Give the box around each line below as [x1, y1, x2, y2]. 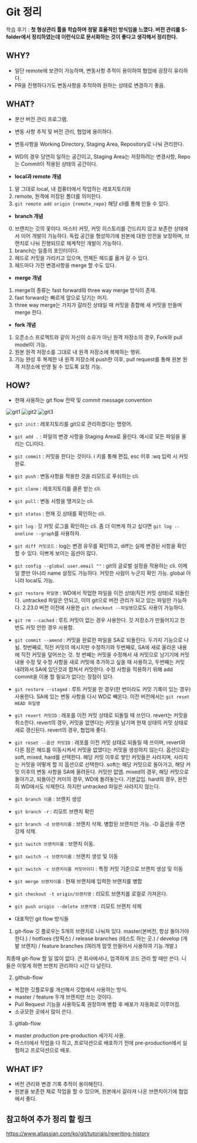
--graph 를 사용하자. [36, 530, 81, 537]
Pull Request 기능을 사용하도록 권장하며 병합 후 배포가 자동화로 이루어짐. [14, 1001, 181, 1008]
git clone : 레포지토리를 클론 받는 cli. [14, 485, 101, 492]
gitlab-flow [14, 1020, 41, 1027]
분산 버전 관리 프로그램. [14, 115, 69, 122]
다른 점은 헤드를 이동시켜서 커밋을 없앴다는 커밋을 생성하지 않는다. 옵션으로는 [14, 746, 191, 753]
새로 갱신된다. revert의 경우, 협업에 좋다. [14, 726, 107, 733]
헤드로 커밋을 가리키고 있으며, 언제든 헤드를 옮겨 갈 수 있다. [14, 254, 150, 262]
